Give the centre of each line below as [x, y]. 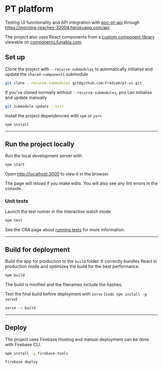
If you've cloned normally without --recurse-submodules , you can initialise [79, 92]
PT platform [29, 9]
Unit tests [17, 201]
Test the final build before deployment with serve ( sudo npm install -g [76, 294]
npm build [15, 275]
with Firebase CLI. [23, 344]
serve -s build [20, 308]
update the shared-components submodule [47, 74]
